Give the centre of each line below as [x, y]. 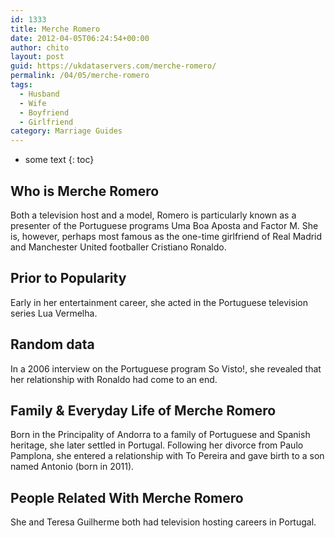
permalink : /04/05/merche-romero [80, 76]
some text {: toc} [59, 160]
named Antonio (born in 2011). [72, 467]
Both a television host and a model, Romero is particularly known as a [153, 215]
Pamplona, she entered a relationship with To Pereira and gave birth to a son [167, 456]
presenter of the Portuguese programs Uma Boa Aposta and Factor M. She [164, 225]
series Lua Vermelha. [54, 313]
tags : [21, 85]
